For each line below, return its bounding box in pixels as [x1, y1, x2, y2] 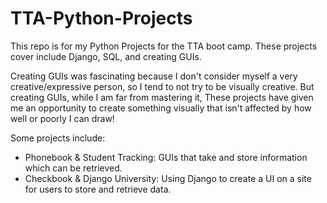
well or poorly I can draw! [10, 112, 115, 124]
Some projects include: [10, 132, 106, 144]
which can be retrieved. [24, 162, 123, 174]
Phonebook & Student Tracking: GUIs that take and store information [24, 151, 308, 163]
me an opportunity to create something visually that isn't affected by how [10, 102, 312, 114]
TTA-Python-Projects [10, 7, 193, 30]
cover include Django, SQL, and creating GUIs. [10, 50, 202, 62]
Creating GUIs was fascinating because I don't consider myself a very [10, 70, 298, 82]
